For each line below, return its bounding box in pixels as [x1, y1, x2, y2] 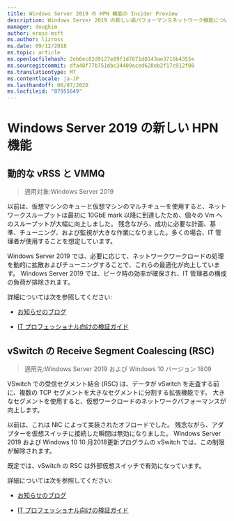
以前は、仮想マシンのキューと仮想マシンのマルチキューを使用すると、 [7, 202, 209, 211]
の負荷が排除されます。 [7, 278, 75, 287]
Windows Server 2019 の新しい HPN [7, 120, 219, 136]
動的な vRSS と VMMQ [7, 167, 105, 179]
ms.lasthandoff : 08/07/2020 [7, 82, 89, 89]
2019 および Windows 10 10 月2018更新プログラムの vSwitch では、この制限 [7, 437, 225, 446]
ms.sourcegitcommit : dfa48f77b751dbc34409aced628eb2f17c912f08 [7, 62, 195, 69]
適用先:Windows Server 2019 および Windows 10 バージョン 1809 [24, 364, 212, 373]
